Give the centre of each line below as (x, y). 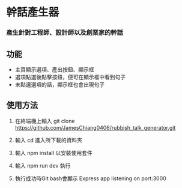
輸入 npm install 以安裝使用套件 (54, 153)
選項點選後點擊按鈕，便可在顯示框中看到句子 (70, 77)
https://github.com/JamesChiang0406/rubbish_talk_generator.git (95, 127)
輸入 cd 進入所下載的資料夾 (49, 140)
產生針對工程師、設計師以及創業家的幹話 (65, 32)
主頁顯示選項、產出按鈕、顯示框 (54, 69)
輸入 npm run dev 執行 (43, 165)
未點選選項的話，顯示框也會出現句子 (60, 84)
